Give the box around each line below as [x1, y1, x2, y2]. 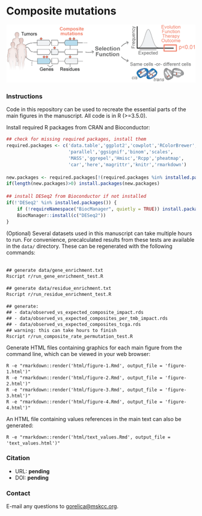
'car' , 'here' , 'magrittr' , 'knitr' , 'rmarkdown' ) [68, 161, 187, 168]
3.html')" [6, 393, 31, 399]
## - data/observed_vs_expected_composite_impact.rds [6, 309, 144, 315]
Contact [6, 489, 31, 497]
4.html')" [6, 405, 31, 411]
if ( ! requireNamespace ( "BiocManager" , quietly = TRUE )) [17, 206, 161, 212]
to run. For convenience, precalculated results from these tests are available [6, 236, 195, 243]
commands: [6, 248, 36, 256]
